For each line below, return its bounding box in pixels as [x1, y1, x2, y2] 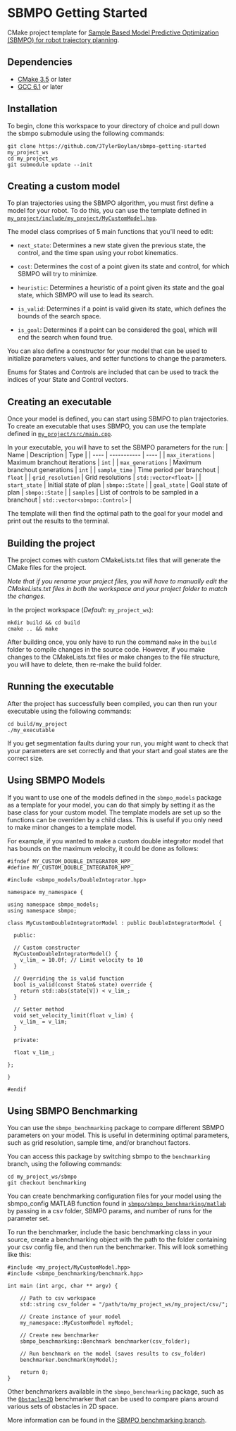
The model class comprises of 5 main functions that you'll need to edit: [7, 228, 213, 236]
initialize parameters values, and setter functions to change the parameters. [7, 354, 228, 363]
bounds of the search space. [17, 312, 101, 321]
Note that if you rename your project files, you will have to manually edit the [7, 577, 228, 586]
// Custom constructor [13, 944, 80, 951]
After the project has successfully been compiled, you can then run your [7, 699, 218, 707]
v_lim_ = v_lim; [20, 1018, 68, 1025]
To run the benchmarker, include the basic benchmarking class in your [7, 1228, 212, 1237]
